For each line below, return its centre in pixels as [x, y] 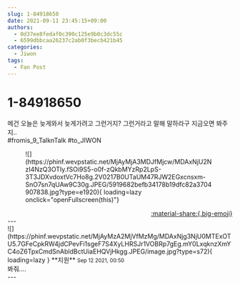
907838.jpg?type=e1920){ [64, 192]
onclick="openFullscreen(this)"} [72, 199]
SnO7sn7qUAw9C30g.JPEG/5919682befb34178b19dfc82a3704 [119, 184]
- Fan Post [30, 67]
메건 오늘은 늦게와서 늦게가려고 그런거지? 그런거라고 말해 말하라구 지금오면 [111, 123]
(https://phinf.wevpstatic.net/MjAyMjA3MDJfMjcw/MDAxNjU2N [119, 161]
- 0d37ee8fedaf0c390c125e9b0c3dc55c [68, 34]
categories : [25, 47]
